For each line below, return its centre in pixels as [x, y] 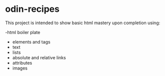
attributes [22, 63]
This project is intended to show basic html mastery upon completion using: [83, 23]
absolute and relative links [39, 57]
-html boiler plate [23, 32]
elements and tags [31, 42]
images [20, 68]
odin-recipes [32, 9]
